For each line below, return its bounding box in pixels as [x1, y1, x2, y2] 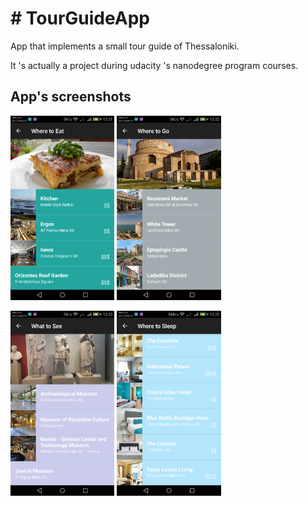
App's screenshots [10, 88, 132, 106]
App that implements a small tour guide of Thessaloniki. [10, 40, 240, 52]
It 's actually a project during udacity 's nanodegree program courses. [10, 59, 299, 71]
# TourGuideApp [10, 7, 150, 30]
